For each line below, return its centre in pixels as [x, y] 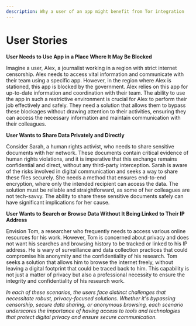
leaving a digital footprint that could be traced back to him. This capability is [97, 268]
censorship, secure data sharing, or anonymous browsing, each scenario [95, 304]
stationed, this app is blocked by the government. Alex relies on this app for [97, 86]
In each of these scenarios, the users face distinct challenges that [86, 292]
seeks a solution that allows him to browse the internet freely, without [90, 262]
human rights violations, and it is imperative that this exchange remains [92, 159]
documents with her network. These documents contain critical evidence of [97, 152]
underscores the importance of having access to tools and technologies [93, 311]
